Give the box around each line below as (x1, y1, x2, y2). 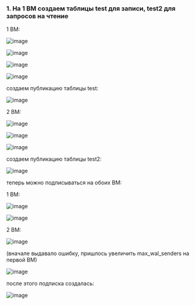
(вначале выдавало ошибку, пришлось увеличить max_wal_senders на (6, 250, 190, 257)
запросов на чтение (6, 12, 69, 20)
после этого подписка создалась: (6, 280, 94, 287)
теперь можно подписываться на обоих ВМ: (6, 179, 122, 186)
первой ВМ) (6, 256, 38, 264)
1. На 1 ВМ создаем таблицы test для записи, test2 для (6, 4, 175, 13)
